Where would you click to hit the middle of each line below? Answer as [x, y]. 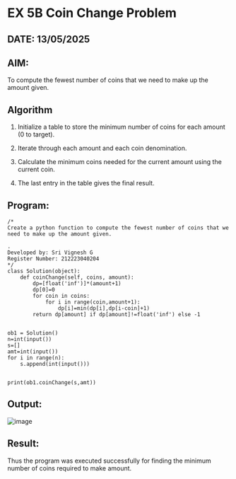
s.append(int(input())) [55, 364]
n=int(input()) [30, 340]
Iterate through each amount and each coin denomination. [102, 148]
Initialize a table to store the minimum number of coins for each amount [122, 127]
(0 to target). [36, 134]
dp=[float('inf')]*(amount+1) [77, 284]
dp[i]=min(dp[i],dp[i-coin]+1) [104, 308]
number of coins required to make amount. [70, 468]
